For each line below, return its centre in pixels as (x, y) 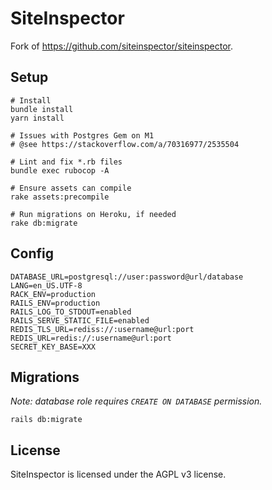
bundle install (42, 109)
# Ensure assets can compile (71, 188)
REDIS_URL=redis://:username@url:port (91, 338)
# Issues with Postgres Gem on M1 (82, 135)
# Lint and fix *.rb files (66, 162)
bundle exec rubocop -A (60, 170)
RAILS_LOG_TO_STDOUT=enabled (71, 312)
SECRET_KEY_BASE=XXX (53, 347)
